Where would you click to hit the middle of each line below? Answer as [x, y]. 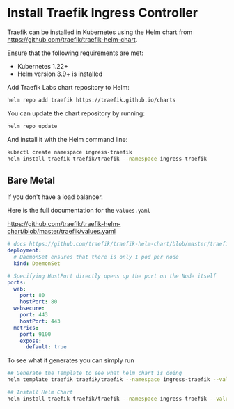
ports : [17, 282]
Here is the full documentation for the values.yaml [79, 211]
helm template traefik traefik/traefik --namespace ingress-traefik [109, 380]
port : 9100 [36, 334]
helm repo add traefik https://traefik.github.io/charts [92, 100]
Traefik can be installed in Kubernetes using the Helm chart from [100, 32]
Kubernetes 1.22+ [42, 66]
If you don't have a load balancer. [55, 197]
